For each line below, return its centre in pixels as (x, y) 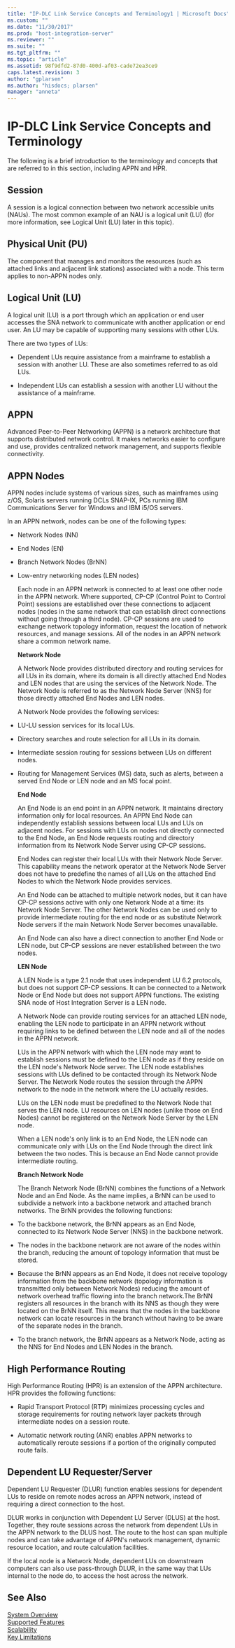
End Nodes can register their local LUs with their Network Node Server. (120, 859)
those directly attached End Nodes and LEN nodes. (91, 699)
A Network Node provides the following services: (88, 712)
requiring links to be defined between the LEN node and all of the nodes (121, 1031)
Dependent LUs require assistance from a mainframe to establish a (114, 357)
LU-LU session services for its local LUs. (76, 725)
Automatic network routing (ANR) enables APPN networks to (105, 1435)
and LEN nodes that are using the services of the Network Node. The (117, 683)
